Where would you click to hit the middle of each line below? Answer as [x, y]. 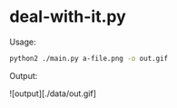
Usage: [23, 42]
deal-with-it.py [68, 17]
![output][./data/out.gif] [53, 93]
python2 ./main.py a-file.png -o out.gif [89, 58]
